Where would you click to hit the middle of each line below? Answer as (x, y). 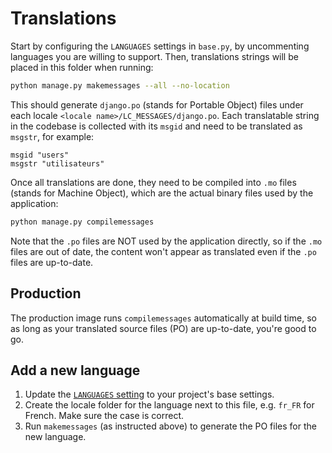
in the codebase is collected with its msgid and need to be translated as (156, 126)
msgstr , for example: (52, 136)
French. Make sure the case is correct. (104, 416)
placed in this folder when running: (82, 67)
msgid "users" (40, 155)
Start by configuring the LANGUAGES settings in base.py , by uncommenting (160, 46)
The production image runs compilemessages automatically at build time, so (163, 318)
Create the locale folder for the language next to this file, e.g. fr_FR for (169, 405)
